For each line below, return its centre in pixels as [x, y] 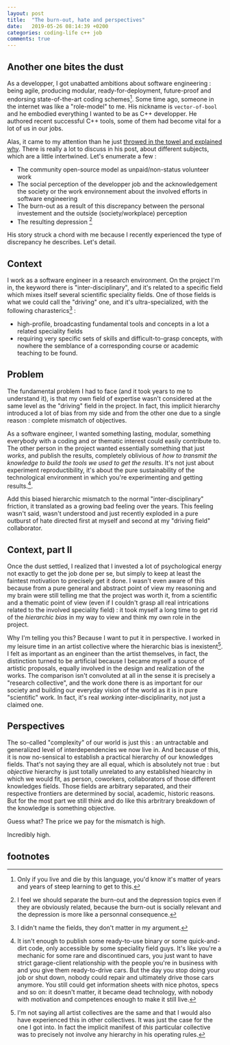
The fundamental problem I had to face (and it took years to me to [100, 391]
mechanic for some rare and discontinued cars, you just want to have [115, 956]
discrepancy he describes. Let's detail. [62, 242]
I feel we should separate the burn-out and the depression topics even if [119, 900]
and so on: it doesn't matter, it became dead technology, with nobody [115, 992]
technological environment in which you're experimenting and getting [105, 477]
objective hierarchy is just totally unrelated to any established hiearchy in [110, 772]
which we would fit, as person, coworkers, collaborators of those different [111, 779]
